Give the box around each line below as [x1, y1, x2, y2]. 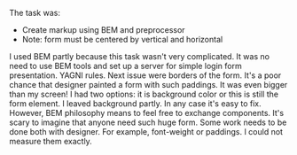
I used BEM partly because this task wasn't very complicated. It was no [9, 51, 270, 61]
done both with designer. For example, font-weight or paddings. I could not [9, 127, 284, 136]
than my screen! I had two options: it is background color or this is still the [9, 89, 279, 99]
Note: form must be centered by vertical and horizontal [21, 35, 223, 44]
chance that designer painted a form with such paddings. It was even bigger [9, 80, 288, 89]
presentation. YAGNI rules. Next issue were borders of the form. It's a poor [9, 70, 282, 81]
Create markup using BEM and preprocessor [21, 25, 185, 35]
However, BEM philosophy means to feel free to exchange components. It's [9, 108, 285, 118]
